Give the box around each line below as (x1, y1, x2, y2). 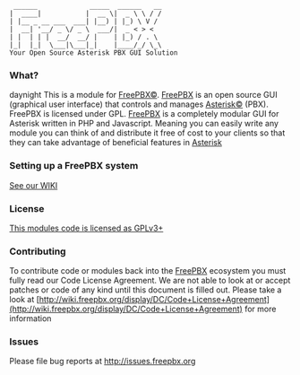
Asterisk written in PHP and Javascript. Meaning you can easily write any (9, 118, 279, 129)
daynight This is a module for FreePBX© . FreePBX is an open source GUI (9, 90, 278, 100)
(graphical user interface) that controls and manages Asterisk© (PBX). (9, 99, 269, 109)
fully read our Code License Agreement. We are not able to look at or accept (9, 275, 291, 286)
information (9, 313, 52, 324)
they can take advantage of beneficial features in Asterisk (9, 137, 222, 148)
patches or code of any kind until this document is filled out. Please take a (9, 284, 282, 295)
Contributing (9, 245, 66, 257)
